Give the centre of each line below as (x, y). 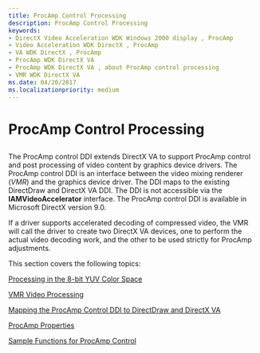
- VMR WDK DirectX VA (44, 75)
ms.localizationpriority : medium (64, 90)
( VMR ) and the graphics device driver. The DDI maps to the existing (119, 182)
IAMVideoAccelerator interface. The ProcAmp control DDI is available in (128, 198)
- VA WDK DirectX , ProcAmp (55, 53)
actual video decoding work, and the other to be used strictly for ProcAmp (130, 239)
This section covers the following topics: (75, 263)
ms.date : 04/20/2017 (43, 82)
